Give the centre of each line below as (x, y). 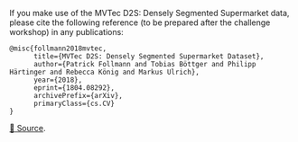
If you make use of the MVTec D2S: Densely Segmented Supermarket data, (149, 13)
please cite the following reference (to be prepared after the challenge (140, 22)
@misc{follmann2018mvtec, (58, 49)
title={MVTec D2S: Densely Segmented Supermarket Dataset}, (149, 57)
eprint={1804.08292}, (74, 88)
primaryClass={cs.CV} (74, 103)
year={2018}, (58, 80)
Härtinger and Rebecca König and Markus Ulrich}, (105, 72)
